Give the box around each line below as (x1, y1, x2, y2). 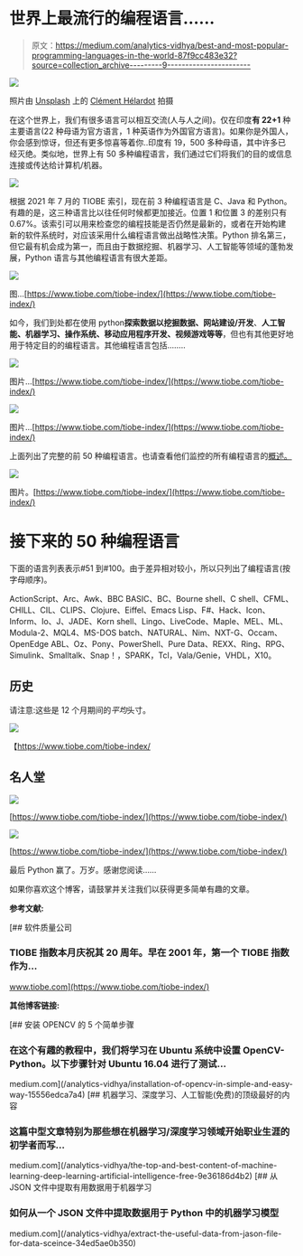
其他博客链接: (9, 999, 60, 1010)
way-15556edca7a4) (9, 1090, 86, 1101)
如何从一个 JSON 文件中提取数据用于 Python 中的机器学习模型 (9, 1207, 280, 1220)
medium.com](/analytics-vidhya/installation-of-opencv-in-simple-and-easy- (9, 1079, 293, 1090)
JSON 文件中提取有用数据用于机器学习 (9, 1182, 152, 1193)
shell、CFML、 (237, 593, 294, 604)
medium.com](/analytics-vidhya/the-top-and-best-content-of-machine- (9, 1160, 278, 1171)
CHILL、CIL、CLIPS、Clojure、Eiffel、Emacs (9, 605, 177, 615)
